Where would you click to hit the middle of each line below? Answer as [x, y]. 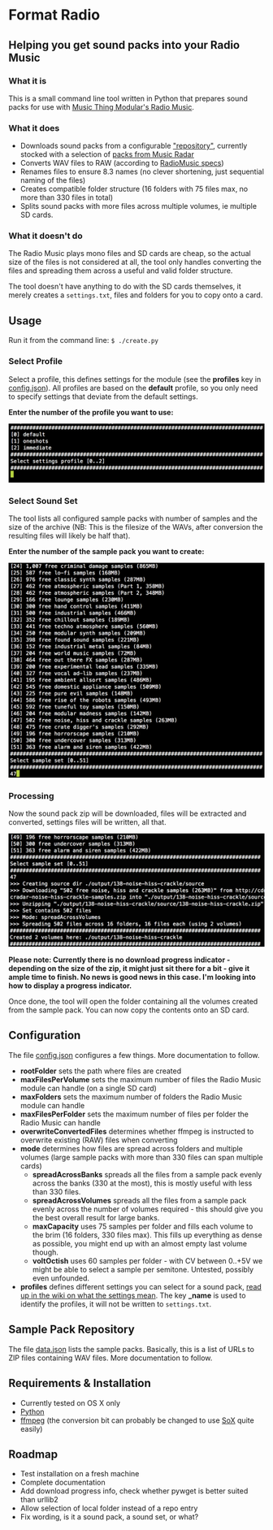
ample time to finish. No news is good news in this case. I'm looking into [132, 977]
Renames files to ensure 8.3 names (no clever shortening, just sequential [142, 171]
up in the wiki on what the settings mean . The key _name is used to [133, 1295]
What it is [28, 80]
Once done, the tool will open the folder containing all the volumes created [133, 1002]
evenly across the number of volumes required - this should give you [147, 1209]
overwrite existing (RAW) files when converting [99, 1140]
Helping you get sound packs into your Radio [124, 45]
